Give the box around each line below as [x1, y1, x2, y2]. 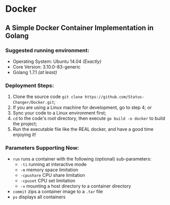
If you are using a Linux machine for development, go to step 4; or [12, 104, 152, 110]
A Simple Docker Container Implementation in [5, 24, 154, 32]
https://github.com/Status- [84, 95, 144, 100]
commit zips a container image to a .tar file [12, 189, 103, 195]
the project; [12, 121, 37, 127]
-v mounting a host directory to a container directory [20, 183, 131, 189]
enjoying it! [12, 131, 36, 138]
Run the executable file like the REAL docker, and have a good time [12, 126, 154, 132]
